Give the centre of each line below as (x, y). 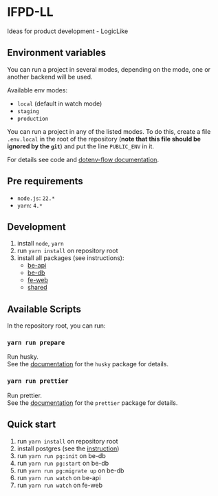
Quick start (32, 425)
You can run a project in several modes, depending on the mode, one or (109, 69)
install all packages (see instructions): (70, 258)
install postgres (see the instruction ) (68, 448)
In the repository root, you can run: (56, 326)
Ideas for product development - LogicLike (68, 31)
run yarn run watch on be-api (59, 477)
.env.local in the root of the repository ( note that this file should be (104, 139)
